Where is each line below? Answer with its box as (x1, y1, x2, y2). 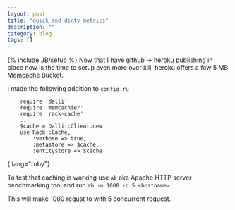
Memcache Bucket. (7, 71, 64, 80)
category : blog (7, 30, 52, 37)
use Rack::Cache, (20, 129, 71, 136)
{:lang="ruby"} (7, 160, 51, 168)
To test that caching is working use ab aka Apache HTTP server (7, 173, 192, 182)
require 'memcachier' (20, 104, 83, 111)
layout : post (7, 10, 46, 18)
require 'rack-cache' (20, 111, 83, 118)
